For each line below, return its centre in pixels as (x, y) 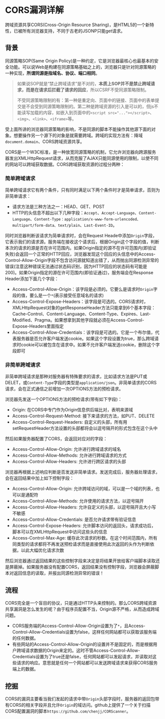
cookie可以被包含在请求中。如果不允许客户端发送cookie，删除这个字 (90, 345)
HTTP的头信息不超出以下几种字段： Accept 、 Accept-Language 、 (75, 213)
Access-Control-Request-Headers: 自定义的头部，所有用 (70, 422)
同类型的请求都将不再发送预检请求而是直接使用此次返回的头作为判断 (81, 544)
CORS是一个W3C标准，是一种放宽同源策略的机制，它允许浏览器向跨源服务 (81, 152)
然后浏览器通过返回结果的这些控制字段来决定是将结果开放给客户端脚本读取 (80, 561)
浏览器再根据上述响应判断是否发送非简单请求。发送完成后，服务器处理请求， (82, 472)
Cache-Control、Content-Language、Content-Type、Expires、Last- (81, 314)
